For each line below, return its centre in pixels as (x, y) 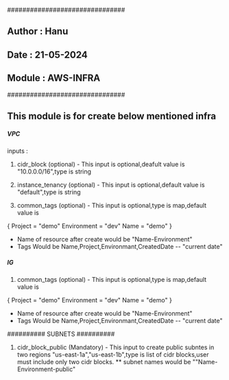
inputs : (18, 151)
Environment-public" (46, 369)
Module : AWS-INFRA (54, 78)
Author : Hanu (38, 31)
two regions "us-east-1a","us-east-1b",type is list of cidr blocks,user (113, 354)
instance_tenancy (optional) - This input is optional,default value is (111, 185)
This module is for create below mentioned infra (112, 116)
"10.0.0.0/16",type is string (54, 171)
